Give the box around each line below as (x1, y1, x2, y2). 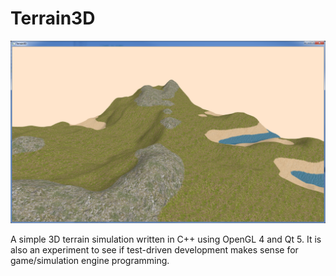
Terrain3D (10, 7, 96, 30)
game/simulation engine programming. (10, 255, 170, 267)
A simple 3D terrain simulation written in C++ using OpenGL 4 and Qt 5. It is (10, 233, 322, 246)
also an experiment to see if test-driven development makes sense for (10, 244, 299, 256)
